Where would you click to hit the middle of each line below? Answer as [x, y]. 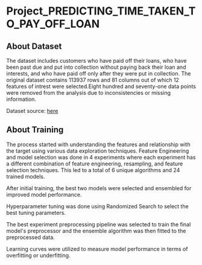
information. [21, 99]
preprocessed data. [31, 237]
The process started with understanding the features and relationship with [99, 144]
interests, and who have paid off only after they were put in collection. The [99, 73]
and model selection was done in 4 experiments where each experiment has [101, 157]
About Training [35, 130]
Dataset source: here [32, 111]
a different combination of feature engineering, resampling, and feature [95, 164]
